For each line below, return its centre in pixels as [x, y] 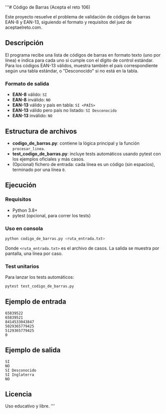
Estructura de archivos [41, 131]
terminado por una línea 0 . [39, 169]
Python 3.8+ [25, 210]
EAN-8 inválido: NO [31, 100]
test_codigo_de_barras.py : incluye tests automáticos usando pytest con [86, 154]
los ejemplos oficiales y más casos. [49, 159]
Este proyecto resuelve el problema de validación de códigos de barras [78, 17]
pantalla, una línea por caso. [34, 253]
